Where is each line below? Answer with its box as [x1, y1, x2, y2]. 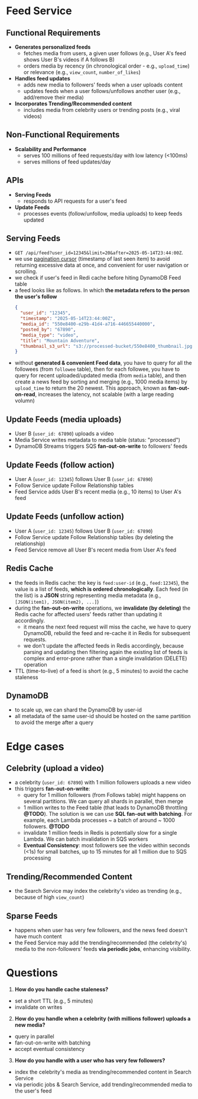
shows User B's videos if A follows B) [23, 56, 115, 63]
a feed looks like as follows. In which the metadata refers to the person [14, 287, 190, 294]
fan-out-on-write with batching [14, 1039, 90, 1046]
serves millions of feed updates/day [23, 158, 111, 165]
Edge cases [6, 739, 64, 753]
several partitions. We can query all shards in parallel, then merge [23, 798, 183, 805]
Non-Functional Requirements [6, 130, 120, 140]
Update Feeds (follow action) [6, 460, 115, 470]
